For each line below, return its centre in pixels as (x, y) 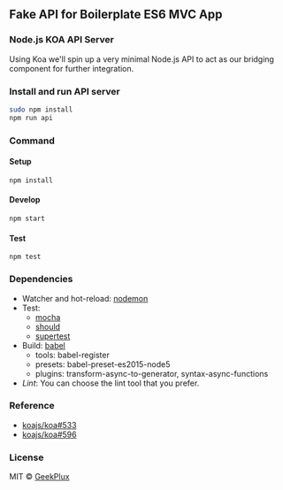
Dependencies (41, 279)
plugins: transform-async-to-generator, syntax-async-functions (152, 373)
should (47, 326)
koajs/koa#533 (49, 425)
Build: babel (44, 345)
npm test (25, 257)
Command (32, 141)
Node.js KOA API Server (62, 40)
